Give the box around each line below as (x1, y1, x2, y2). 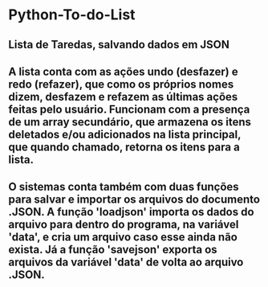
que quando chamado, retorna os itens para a (8, 140, 241, 154)
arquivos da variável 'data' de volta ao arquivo (8, 256, 244, 269)
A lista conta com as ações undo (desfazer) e (8, 64, 238, 78)
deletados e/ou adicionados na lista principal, (8, 127, 242, 141)
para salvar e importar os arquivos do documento (8, 193, 261, 207)
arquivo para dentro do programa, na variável (8, 218, 239, 232)
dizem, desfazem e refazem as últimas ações (8, 90, 238, 104)
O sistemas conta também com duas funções (8, 180, 239, 194)
